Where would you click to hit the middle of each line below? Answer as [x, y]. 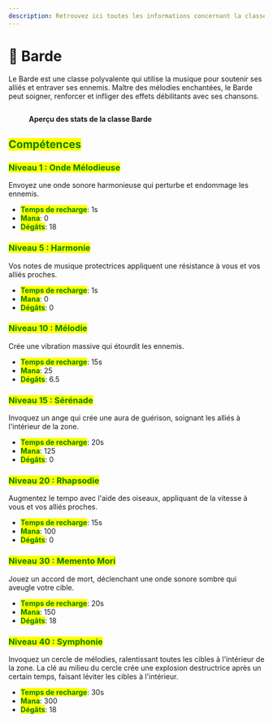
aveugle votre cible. [41, 587]
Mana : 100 [38, 531]
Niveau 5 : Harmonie [50, 248]
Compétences [45, 144]
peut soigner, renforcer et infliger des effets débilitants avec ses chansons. [134, 96]
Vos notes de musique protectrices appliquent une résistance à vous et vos [134, 266]
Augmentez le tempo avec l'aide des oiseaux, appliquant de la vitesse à [128, 498]
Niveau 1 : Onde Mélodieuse [64, 167]
